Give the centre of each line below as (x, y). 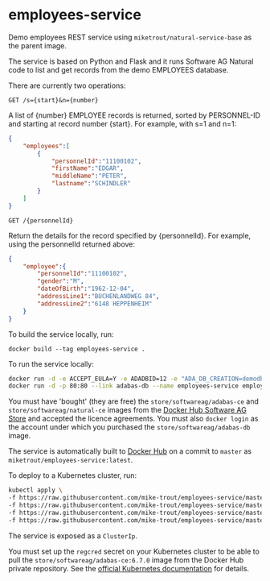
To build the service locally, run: (61, 334)
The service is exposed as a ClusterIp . (73, 535)
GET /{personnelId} (41, 220)
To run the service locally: (51, 363)
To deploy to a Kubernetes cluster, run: (73, 475)
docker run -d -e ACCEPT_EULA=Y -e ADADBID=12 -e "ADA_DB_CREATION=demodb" (138, 379)
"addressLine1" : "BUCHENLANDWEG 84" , (98, 297)
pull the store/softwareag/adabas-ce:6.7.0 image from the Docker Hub (126, 560)
